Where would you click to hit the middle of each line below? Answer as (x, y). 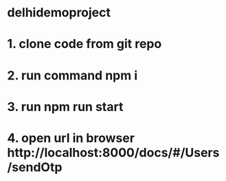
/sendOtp (35, 167)
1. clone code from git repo (84, 44)
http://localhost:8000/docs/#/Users (113, 153)
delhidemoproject (59, 13)
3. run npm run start (65, 107)
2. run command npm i (72, 75)
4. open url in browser (71, 138)
